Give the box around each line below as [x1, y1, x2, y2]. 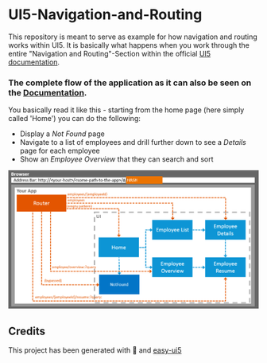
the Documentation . [8, 87, 87, 98]
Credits [8, 324, 46, 338]
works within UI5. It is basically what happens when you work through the [8, 40, 250, 49]
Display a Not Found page [19, 129, 105, 139]
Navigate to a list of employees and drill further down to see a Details [19, 138, 246, 147]
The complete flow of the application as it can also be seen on [8, 77, 252, 88]
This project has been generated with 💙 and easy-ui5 [8, 345, 182, 355]
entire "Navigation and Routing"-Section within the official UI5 [8, 49, 211, 58]
